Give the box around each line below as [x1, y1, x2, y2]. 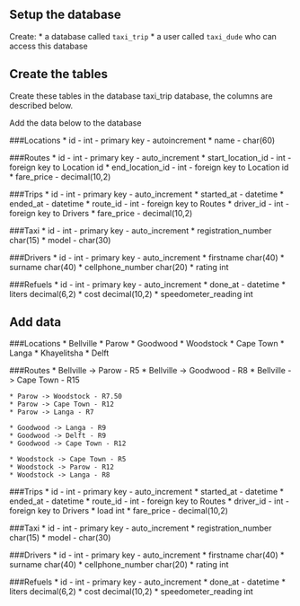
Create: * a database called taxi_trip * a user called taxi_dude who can [9, 31, 277, 41]
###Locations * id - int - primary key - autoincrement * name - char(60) [9, 135, 276, 145]
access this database [9, 40, 88, 51]
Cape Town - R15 [16, 374, 81, 385]
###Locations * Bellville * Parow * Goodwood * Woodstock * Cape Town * [9, 338, 285, 349]
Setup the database [9, 7, 121, 22]
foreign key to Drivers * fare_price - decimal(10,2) [9, 207, 193, 218]
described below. [9, 100, 74, 110]
